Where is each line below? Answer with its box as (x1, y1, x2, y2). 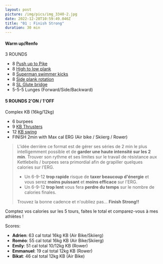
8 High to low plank (12, 66, 51, 72)
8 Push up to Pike (12, 61, 48, 66)
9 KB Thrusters (12, 123, 43, 130)
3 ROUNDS (5, 51, 28, 57)
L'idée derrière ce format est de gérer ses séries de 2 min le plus (17, 143, 147, 149)
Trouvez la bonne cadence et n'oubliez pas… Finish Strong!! (17, 198, 140, 204)
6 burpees (12, 118, 33, 124)
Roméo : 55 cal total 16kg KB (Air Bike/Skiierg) (12, 238, 104, 243)
